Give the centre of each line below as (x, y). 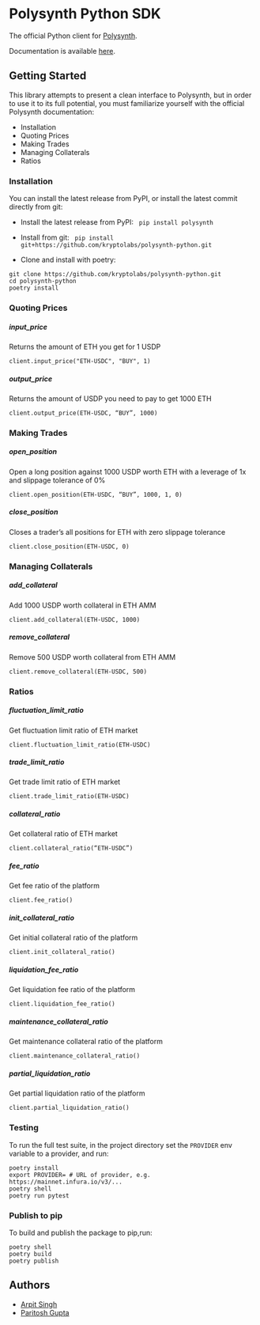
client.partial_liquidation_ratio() (69, 1108)
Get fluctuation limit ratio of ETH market (73, 730)
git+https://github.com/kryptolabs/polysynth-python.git (116, 245)
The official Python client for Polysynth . (73, 36)
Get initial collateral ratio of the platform (73, 937)
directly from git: (36, 207)
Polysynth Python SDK (85, 14)
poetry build (30, 1254)
